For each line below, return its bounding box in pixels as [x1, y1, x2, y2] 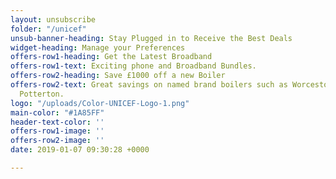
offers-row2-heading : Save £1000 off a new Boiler [10, 71, 226, 81]
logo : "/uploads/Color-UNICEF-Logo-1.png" [10, 98, 190, 108]
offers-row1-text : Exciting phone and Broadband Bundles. [10, 61, 257, 71]
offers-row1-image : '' [10, 126, 105, 136]
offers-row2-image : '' [10, 136, 105, 146]
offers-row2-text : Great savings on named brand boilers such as [10, 80, 288, 90]
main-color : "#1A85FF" [10, 107, 105, 118]
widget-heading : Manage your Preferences [10, 42, 186, 53]
